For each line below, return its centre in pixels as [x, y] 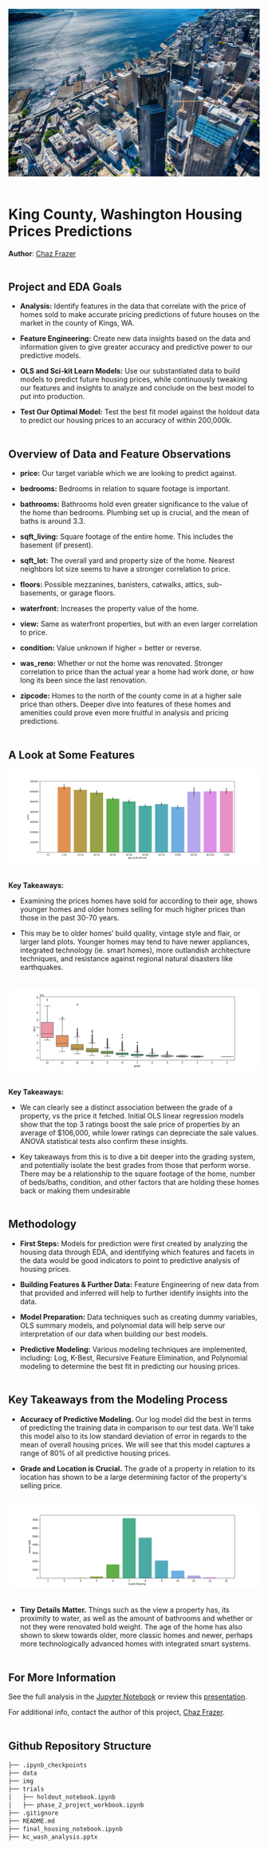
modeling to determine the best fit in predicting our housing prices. [130, 1366]
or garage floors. [88, 593]
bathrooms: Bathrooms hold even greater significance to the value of [134, 505]
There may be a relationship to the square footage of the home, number [138, 1174]
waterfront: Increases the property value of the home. [109, 608]
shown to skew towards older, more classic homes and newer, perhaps [136, 1635]
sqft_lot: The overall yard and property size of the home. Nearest [127, 560]
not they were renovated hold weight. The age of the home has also [131, 1627]
